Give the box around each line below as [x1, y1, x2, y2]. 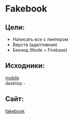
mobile [5, 75, 20, 81]
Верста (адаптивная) [12, 42, 58, 48]
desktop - [5, 80, 26, 86]
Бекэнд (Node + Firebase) [12, 47, 68, 53]
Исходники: [5, 61, 45, 70]
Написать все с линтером [12, 36, 68, 42]
